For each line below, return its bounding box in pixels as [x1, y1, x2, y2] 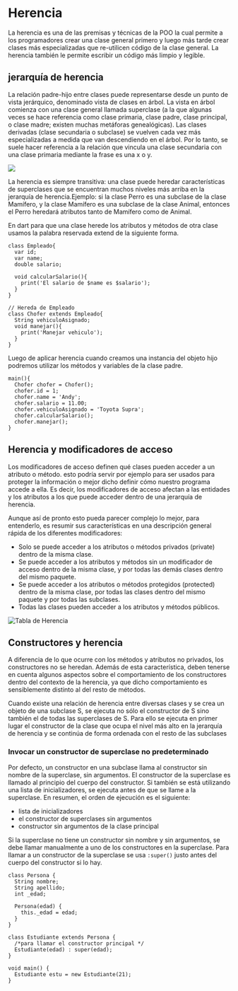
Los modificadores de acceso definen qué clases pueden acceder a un [8, 462, 215, 471]
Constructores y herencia [8, 637, 123, 649]
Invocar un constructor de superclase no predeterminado [8, 747, 209, 757]
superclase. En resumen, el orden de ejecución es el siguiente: [8, 793, 190, 801]
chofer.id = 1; [14, 387, 59, 394]
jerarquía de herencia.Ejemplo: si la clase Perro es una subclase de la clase [8, 192, 227, 201]
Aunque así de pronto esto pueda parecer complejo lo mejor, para [8, 514, 200, 522]
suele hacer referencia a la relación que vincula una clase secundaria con [8, 143, 222, 151]
